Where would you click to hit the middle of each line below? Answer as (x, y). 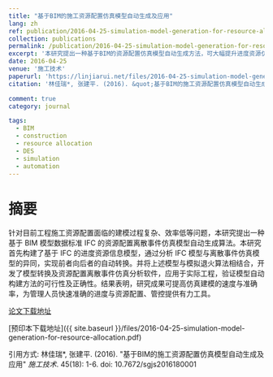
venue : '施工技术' (37, 69)
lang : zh (23, 24)
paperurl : (25, 76)
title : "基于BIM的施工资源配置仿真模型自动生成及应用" (91, 16)
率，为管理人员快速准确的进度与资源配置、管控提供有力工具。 (112, 294)
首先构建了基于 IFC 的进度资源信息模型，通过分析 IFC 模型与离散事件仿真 (131, 253)
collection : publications (52, 39)
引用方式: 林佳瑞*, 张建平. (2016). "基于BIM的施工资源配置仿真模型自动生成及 (136, 354)
